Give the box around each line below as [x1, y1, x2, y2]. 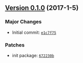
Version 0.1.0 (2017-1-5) [5, 4, 79, 12]
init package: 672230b [12, 52, 55, 58]
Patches [5, 41, 25, 48]
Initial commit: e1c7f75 [12, 29, 56, 35]
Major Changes [5, 18, 42, 25]
